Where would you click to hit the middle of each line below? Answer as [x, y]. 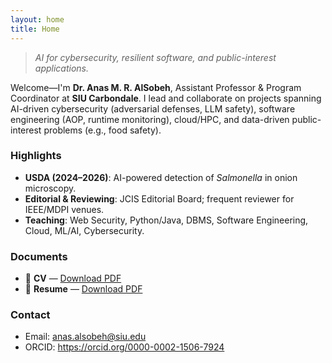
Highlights [36, 156]
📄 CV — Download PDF [73, 278]
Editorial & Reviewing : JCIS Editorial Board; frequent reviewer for [159, 198]
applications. [62, 68]
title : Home [35, 29]
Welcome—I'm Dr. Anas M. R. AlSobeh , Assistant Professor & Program [156, 87]
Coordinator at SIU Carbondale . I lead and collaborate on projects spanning [166, 98]
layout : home [37, 19]
